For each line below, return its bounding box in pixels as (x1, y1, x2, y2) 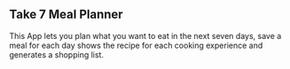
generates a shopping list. (9, 49, 105, 60)
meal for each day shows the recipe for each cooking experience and (9, 40, 263, 50)
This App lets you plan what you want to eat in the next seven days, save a (9, 30, 282, 41)
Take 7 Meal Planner (9, 7, 123, 22)
